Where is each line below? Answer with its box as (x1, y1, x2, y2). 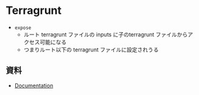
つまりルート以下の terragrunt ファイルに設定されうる (23, 46, 159, 53)
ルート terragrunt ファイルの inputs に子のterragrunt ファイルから (23, 31, 188, 38)
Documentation (14, 82, 54, 89)
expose (14, 25, 32, 31)
